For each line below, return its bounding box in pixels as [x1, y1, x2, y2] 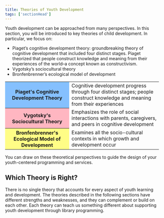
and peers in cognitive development [71, 121, 154, 127]
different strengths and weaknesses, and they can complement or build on [5, 197, 155, 203]
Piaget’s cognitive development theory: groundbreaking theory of [12, 45, 144, 51]
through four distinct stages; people [71, 88, 154, 95]
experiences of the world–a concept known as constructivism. [12, 61, 138, 67]
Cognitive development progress [71, 82, 147, 89]
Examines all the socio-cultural [71, 129, 143, 136]
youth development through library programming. [5, 207, 104, 213]
